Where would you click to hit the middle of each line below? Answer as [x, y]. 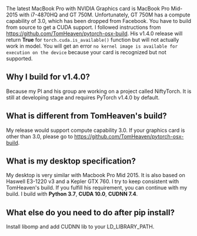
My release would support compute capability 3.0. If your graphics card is [96, 130]
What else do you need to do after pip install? [91, 212]
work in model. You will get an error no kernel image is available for [92, 46]
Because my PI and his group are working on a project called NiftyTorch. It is [99, 91]
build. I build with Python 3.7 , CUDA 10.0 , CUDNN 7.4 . [72, 194]
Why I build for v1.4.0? [48, 77]
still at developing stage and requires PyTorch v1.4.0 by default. [83, 97]
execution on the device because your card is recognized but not [86, 52]
